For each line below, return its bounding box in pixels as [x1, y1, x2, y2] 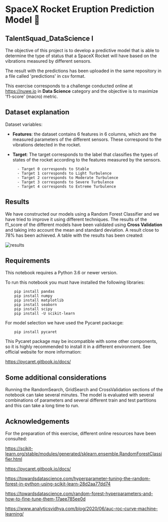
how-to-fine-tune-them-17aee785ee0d [5, 496, 86, 502]
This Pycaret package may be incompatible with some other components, [5, 338, 158, 344]
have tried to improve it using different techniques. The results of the [5, 216, 147, 222]
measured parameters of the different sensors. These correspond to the [12, 136, 162, 142]
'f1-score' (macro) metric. [5, 94, 58, 99]
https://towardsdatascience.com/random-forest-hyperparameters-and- [5, 490, 153, 497]
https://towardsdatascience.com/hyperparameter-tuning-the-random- [5, 475, 150, 482]
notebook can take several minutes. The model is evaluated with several [5, 392, 154, 398]
